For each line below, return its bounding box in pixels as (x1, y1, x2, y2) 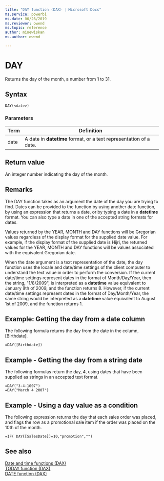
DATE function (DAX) (5, 471, 47, 477)
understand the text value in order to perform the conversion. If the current (5, 269, 156, 275)
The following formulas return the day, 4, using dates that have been (5, 369, 143, 375)
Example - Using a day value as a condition (5, 401, 138, 409)
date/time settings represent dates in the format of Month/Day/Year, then (5, 275, 152, 281)
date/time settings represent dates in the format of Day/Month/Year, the (5, 290, 149, 296)
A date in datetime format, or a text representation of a (24, 135, 150, 142)
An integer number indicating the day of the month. (5, 171, 108, 177)
